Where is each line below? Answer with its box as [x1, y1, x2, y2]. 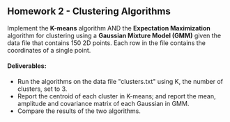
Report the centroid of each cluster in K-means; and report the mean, [17, 92, 216, 101]
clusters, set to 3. [17, 85, 68, 93]
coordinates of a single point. [7, 46, 91, 54]
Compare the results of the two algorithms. [17, 107, 141, 115]
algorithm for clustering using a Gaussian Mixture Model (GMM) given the [7, 31, 222, 40]
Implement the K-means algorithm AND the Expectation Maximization [7, 24, 210, 32]
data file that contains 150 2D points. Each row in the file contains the [7, 38, 206, 47]
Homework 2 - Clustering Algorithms [7, 6, 171, 17]
